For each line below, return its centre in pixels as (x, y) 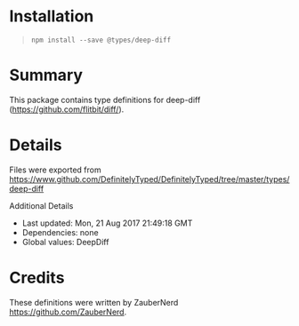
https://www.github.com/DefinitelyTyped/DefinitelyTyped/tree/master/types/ (149, 179)
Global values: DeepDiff (65, 242)
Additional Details (41, 205)
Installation (52, 16)
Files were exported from (55, 170)
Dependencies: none (61, 232)
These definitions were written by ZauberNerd (94, 302)
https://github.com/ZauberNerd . (68, 312)
